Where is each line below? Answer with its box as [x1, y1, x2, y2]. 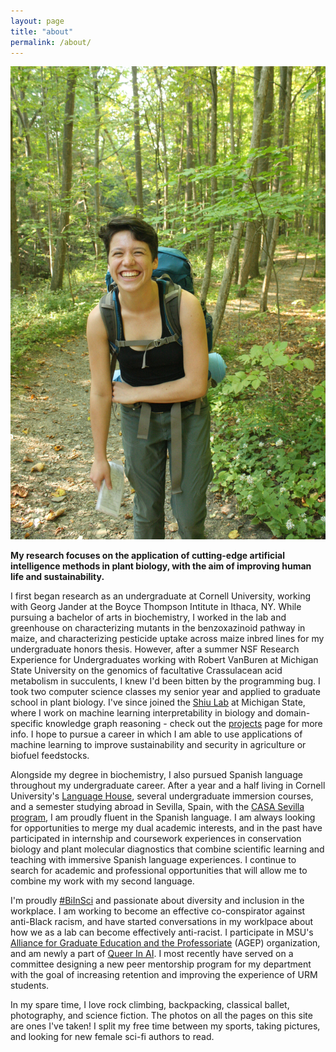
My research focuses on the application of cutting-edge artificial [10, 550, 285, 562]
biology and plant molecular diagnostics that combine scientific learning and [10, 843, 325, 855]
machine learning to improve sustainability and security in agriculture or [10, 739, 307, 751]
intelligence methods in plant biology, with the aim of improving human [10, 560, 312, 572]
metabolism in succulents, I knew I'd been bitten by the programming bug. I [10, 675, 321, 687]
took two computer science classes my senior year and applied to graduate [10, 686, 321, 698]
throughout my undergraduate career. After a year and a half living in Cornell [10, 780, 326, 792]
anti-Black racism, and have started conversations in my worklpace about [10, 916, 314, 928]
